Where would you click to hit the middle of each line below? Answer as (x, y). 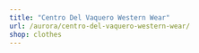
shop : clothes (36, 34)
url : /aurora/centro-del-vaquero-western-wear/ (100, 26)
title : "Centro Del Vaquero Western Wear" (90, 18)
